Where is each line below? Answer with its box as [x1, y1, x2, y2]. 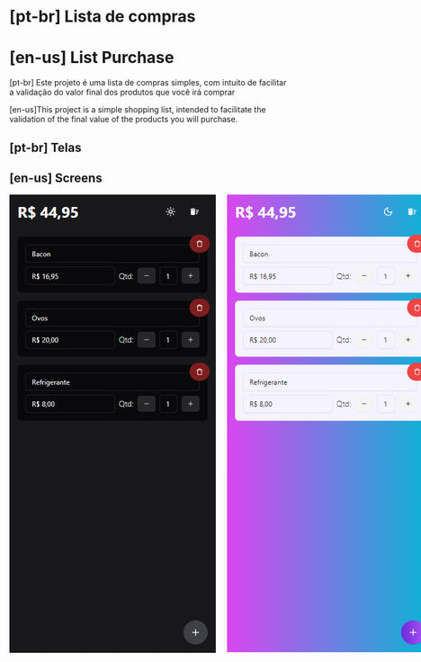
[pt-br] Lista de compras [9, 6, 196, 27]
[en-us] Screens [9, 170, 103, 185]
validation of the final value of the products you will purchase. [9, 114, 238, 125]
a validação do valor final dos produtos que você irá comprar [9, 87, 236, 98]
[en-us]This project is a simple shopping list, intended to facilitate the [9, 104, 267, 115]
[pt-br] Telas [9, 139, 82, 155]
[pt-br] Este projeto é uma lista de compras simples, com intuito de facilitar [9, 77, 287, 88]
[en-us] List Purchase [9, 48, 175, 68]
